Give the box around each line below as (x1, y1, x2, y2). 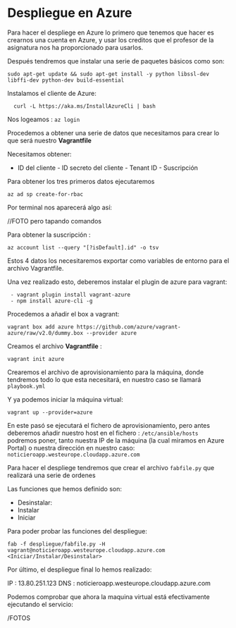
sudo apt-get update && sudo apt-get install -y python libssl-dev (7, 70, 210, 78)
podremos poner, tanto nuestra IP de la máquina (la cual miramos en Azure (7, 436, 225, 445)
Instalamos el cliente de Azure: (7, 89, 97, 97)
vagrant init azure (7, 355, 65, 362)
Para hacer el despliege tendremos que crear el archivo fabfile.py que (7, 463, 215, 472)
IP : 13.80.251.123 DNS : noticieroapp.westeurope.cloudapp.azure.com (7, 579, 211, 587)
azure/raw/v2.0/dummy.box (7, 329, 83, 336)
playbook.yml (7, 383, 46, 390)
